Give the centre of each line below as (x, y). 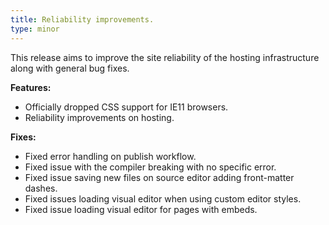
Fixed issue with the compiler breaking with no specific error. (150, 167)
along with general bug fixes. (70, 68)
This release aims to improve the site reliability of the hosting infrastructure (165, 57)
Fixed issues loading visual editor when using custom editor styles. (163, 198)
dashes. (41, 188)
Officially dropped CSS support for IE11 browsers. (126, 107)
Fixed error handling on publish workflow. (110, 156)
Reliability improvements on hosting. (99, 117)
